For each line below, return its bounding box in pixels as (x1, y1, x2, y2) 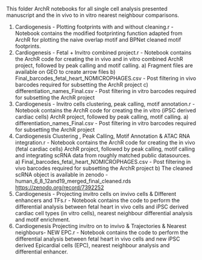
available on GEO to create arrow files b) (14, 68, 116, 75)
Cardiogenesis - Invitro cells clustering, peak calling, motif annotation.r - (14, 100, 195, 108)
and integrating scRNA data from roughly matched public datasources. (14, 152, 191, 159)
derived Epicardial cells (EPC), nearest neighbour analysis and (14, 242, 170, 249)
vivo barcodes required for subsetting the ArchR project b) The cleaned (14, 164, 193, 172)
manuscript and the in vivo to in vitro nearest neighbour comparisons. (6, 11, 180, 19)
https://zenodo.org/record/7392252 (14, 184, 104, 191)
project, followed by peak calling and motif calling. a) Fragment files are (14, 62, 193, 69)
